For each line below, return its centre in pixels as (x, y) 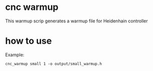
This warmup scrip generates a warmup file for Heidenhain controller (76, 21)
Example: (15, 55)
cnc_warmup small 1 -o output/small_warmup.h (53, 64)
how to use (29, 41)
